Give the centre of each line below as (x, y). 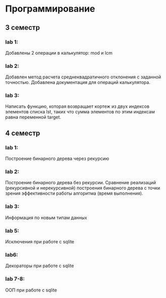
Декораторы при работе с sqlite (40, 266)
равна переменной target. (33, 117)
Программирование (50, 9)
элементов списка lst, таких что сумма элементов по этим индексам (80, 112)
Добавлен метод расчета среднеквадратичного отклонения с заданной (83, 77)
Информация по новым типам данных (46, 218)
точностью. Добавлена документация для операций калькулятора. (78, 82)
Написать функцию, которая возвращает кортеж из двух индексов (77, 106)
